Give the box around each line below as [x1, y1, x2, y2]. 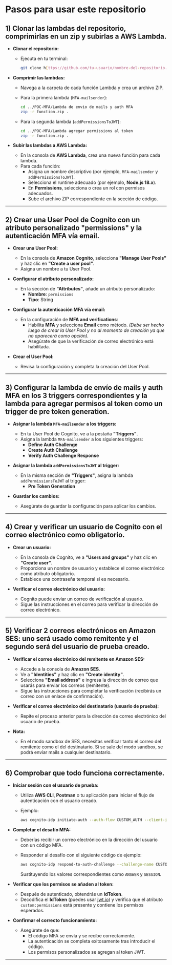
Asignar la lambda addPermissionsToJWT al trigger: [12, 463, 119, 468]
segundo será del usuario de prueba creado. [5, 642, 150, 651]
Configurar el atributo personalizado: [12, 276, 94, 282]
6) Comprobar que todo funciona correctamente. [5, 769, 165, 778]
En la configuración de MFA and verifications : [20, 317, 119, 323]
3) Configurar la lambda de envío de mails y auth [5, 383, 163, 392]
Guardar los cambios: [12, 493, 60, 499]
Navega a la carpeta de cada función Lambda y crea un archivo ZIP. [20, 85, 164, 91]
